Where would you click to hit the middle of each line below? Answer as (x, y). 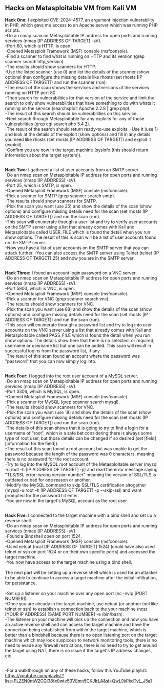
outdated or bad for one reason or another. (48, 480)
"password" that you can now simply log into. (51, 361)
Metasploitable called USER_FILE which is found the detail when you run (78, 232)
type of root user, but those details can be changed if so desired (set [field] (81, 438)
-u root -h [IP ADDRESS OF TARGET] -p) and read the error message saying (81, 469)
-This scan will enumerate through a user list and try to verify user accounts (81, 222)
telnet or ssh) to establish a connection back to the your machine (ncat (76, 609)
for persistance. (21, 583)
